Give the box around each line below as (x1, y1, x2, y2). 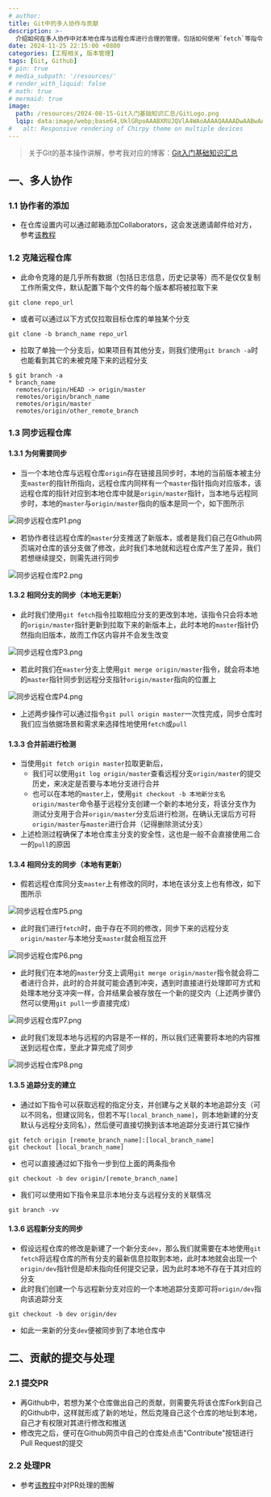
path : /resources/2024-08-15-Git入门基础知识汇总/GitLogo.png (15, 110, 219, 118)
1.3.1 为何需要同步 (8, 448, 67, 458)
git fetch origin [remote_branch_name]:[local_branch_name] (8, 1136, 215, 1144)
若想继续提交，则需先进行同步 (19, 553, 119, 562)
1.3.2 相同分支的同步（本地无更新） (8, 590, 126, 600)
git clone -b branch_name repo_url (8, 329, 128, 338)
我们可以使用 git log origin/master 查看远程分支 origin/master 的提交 (31, 769, 262, 778)
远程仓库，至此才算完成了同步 (34, 1043, 134, 1053)
